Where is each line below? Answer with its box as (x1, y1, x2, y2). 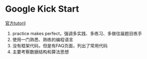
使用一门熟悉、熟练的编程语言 (12, 37, 73, 42)
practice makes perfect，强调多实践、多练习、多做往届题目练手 (12, 30, 143, 36)
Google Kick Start (5, 3, 79, 15)
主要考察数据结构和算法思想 (12, 49, 69, 55)
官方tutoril (5, 20, 26, 26)
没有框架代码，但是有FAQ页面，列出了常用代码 (12, 42, 108, 48)
